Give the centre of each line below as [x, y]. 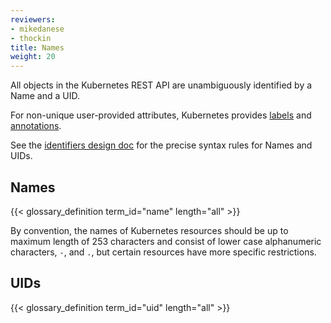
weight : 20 [33, 57]
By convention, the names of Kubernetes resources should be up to [149, 230]
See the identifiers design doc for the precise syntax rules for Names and [161, 145]
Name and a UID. [45, 96]
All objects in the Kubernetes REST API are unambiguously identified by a [161, 85]
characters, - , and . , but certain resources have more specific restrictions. [163, 252]
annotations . [36, 126]
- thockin [31, 38]
